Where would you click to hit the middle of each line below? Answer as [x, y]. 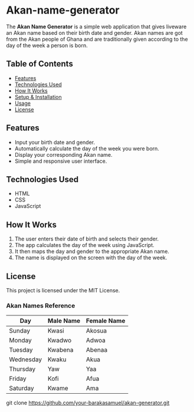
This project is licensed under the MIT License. [63, 290]
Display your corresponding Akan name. [64, 154]
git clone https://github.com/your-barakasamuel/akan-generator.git [88, 403]
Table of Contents [40, 64]
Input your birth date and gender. [55, 142]
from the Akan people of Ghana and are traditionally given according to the [97, 39]
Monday [21, 341]
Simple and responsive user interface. [61, 161]
